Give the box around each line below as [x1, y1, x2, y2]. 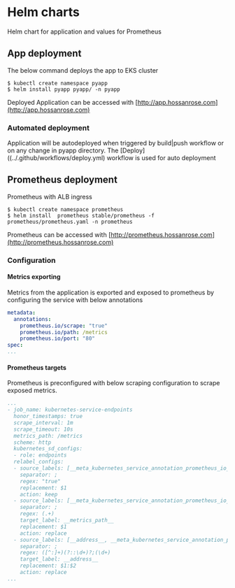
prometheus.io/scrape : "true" [20, 322, 108, 329]
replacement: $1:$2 [20, 562, 77, 570]
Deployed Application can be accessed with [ [7, 98, 138, 106]
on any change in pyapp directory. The [7, 146, 119, 155]
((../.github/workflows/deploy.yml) [7, 154, 106, 162]
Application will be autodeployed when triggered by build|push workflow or [7, 139, 224, 148]
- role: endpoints [13, 452, 68, 459]
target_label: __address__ [20, 556, 99, 563]
